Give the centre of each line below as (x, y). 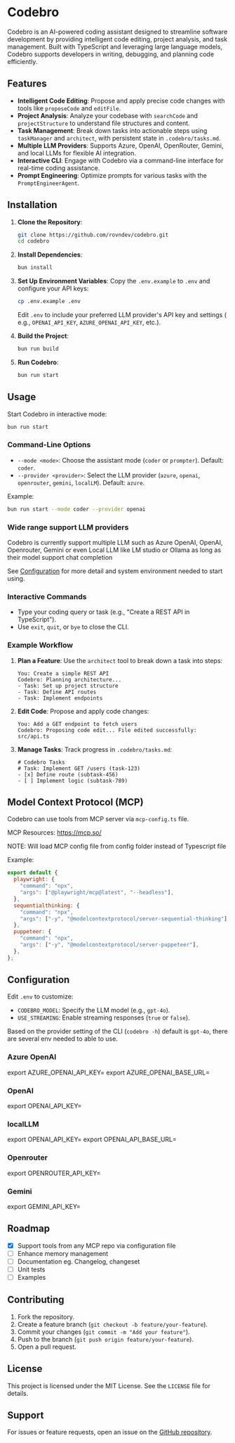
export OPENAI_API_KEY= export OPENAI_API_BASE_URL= (92, 1139)
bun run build (38, 349)
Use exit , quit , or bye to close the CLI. (73, 627)
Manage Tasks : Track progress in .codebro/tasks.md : (95, 749)
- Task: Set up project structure (68, 686)
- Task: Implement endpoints (60, 698)
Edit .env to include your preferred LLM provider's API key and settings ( (122, 315)
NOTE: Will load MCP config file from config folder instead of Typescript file (117, 846)
